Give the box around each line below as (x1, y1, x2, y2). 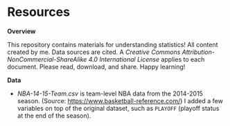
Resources (7, 4, 71, 20)
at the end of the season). (17, 111, 91, 120)
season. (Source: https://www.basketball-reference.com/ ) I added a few (17, 96, 223, 105)
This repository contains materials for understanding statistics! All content (7, 40, 218, 48)
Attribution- (182, 48, 215, 56)
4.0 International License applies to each (88, 55, 205, 63)
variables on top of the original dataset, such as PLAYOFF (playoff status (17, 104, 220, 112)
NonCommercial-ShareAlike (7, 55, 87, 63)
